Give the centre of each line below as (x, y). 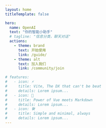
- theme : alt (27, 59)
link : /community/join (41, 68)
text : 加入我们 (32, 64)
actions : (18, 41)
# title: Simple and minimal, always (48, 114)
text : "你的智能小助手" (31, 32)
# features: (17, 77)
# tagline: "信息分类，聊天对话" (40, 37)
